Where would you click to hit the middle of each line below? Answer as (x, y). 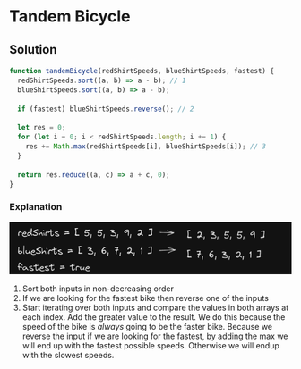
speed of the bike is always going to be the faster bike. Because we (147, 326)
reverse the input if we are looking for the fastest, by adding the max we (155, 336)
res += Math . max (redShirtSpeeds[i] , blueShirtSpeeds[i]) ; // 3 (146, 147)
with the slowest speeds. (68, 355)
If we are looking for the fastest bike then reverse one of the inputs (145, 298)
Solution (33, 50)
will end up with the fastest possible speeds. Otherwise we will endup (151, 345)
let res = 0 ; (42, 128)
